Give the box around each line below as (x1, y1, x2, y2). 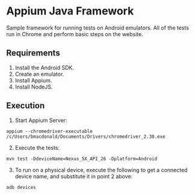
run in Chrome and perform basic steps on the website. (6, 30, 143, 37)
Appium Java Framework (6, 4, 134, 18)
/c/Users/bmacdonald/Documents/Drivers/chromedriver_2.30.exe (6, 134, 166, 140)
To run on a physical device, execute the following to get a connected (14, 166, 188, 173)
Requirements (6, 48, 60, 58)
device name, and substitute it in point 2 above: (14, 173, 133, 180)
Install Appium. (14, 76, 52, 84)
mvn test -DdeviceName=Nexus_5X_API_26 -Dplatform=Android (6, 155, 158, 162)
